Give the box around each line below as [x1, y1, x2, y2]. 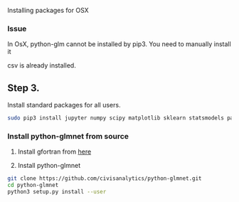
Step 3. [7, 82, 41, 94]
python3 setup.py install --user [7, 188, 107, 196]
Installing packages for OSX [7, 6, 89, 14]
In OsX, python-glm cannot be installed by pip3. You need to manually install [7, 40, 231, 48]
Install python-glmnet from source [7, 131, 129, 141]
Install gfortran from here [17, 147, 92, 156]
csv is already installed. [7, 61, 76, 70]
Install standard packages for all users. [7, 101, 121, 110]
